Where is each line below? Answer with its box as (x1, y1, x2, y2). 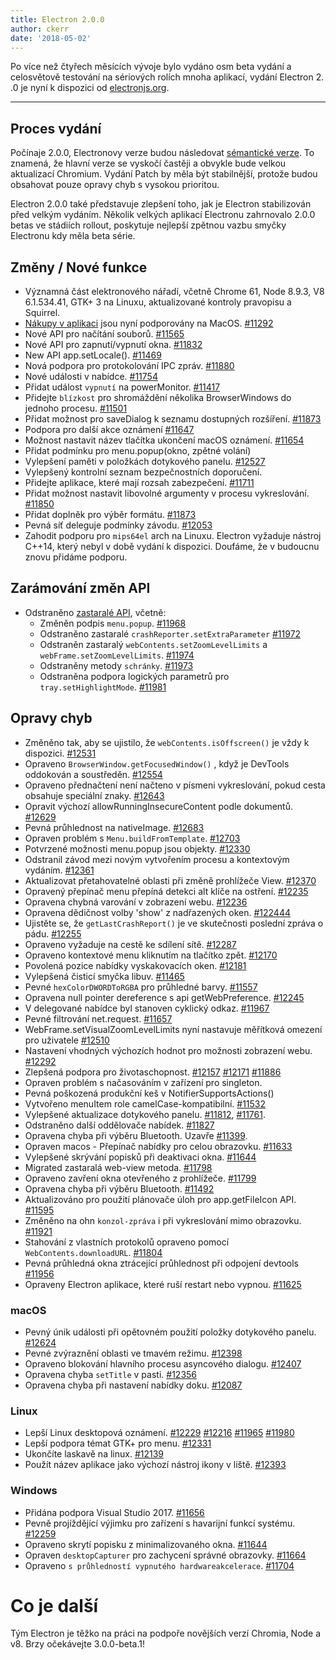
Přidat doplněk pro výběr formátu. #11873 (24, 509, 197, 520)
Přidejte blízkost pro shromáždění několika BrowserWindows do (24, 392, 292, 403)
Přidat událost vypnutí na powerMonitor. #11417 (24, 381, 221, 393)
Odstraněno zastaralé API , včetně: (24, 606, 167, 618)
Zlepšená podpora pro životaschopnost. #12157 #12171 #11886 (24, 1066, 282, 1078)
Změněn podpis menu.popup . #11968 (39, 617, 187, 629)
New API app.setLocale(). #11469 (24, 349, 162, 361)
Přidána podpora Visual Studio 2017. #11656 (24, 1506, 205, 1518)
